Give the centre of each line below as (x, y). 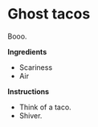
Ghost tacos (49, 14)
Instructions (29, 91)
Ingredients (27, 51)
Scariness (36, 67)
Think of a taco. (45, 107)
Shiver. (31, 115)
